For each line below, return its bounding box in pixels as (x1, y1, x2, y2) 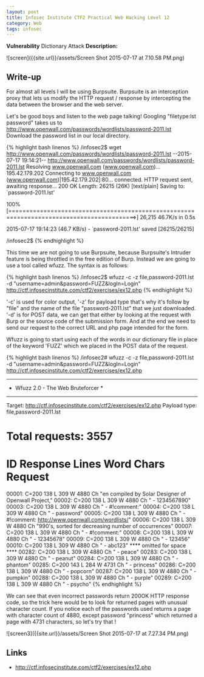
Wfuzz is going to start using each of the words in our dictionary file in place (6, 336, 198, 343)
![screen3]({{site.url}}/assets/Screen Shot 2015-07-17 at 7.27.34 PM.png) (6, 630, 189, 638)
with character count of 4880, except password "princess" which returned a (6, 611, 197, 619)
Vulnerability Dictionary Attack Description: (6, 43, 118, 50)
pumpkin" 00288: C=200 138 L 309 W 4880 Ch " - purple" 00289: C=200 (6, 574, 192, 582)
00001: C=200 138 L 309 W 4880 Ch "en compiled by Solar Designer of (6, 490, 186, 498)
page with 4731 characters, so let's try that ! (6, 618, 117, 625)
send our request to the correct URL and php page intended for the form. (6, 324, 189, 332)
